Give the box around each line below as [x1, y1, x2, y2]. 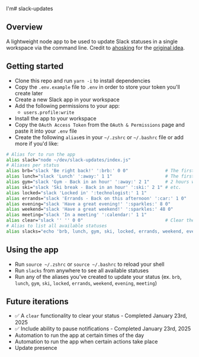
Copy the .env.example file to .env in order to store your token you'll [14, 83, 181, 91]
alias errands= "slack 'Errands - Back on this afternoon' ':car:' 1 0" [6, 195, 187, 201]
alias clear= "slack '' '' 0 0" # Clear [6, 217, 184, 224]
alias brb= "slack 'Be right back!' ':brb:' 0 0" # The [6, 168, 179, 174]
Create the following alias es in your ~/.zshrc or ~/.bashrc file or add [14, 133, 184, 141]
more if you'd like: [14, 140, 59, 147]
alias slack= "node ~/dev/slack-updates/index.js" [6, 157, 131, 163]
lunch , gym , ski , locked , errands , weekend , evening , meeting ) [14, 279, 158, 287]
